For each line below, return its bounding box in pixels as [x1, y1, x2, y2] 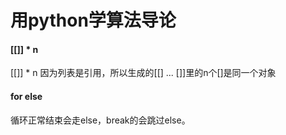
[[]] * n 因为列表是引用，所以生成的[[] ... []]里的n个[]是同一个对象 [10, 67, 277, 79]
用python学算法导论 [10, 9, 177, 32]
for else [10, 90, 43, 102]
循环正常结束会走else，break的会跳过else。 [10, 114, 191, 126]
